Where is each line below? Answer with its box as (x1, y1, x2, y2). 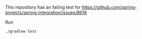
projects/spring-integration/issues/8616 (5, 9, 87, 15)
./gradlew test (5, 29, 37, 34)
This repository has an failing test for (5, 4, 81, 10)
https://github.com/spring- (81, 4, 137, 10)
